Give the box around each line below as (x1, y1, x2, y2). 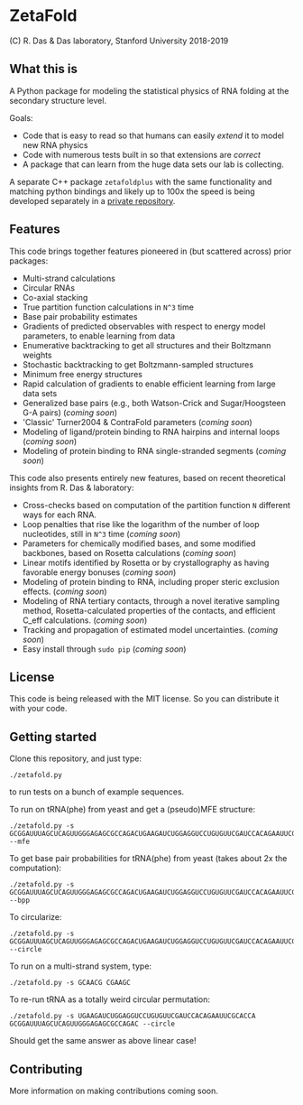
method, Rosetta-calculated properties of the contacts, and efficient (22, 605, 276, 616)
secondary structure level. (9, 95, 106, 106)
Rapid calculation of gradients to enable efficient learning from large (22, 378, 277, 389)
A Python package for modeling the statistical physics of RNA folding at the (9, 85, 289, 96)
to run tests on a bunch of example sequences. (9, 786, 185, 797)
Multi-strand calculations (22, 273, 115, 283)
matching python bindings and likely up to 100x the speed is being (9, 186, 255, 197)
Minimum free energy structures (22, 368, 142, 379)
